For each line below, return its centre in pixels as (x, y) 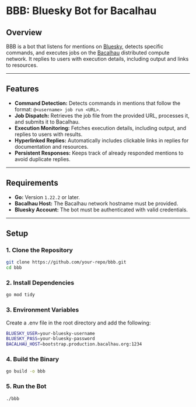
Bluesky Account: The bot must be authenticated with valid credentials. (101, 210)
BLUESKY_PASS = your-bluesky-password (50, 339)
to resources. (22, 65)
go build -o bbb (26, 371)
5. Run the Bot (26, 387)
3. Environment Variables (43, 310)
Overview (24, 33)
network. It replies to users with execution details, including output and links (97, 59)
